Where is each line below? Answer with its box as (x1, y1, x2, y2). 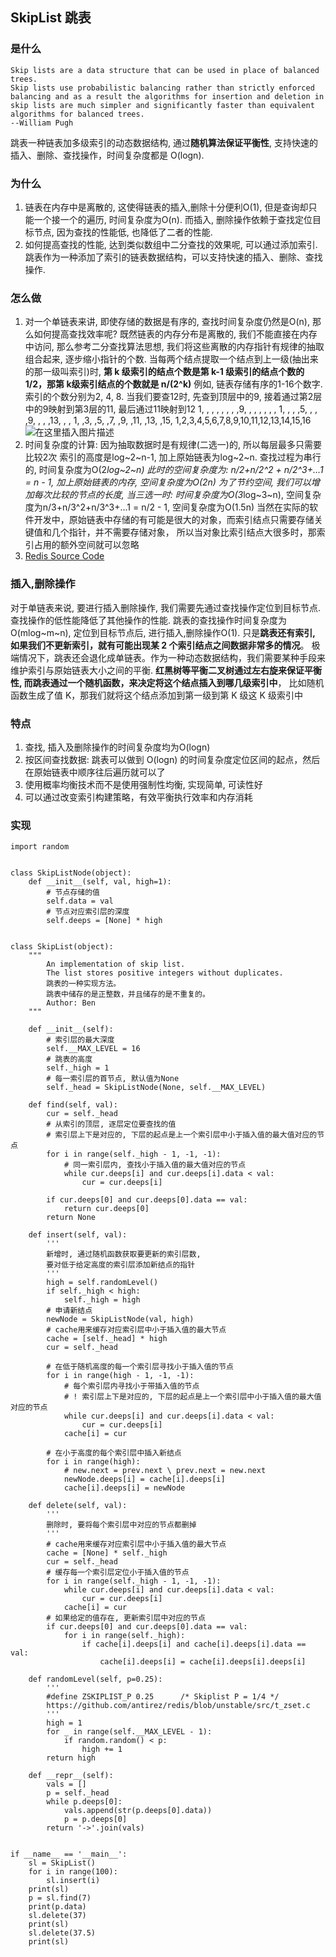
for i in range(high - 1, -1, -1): (46, 1371, 195, 1381)
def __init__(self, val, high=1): (28, 877, 172, 887)
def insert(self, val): (28, 1230, 128, 1240)
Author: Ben (46, 998, 97, 1008)
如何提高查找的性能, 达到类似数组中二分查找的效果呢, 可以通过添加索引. (24, 238, 318, 250)
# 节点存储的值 (46, 888, 100, 898)
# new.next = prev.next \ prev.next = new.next (63, 1466, 267, 1476)
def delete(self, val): (28, 1501, 128, 1511)
